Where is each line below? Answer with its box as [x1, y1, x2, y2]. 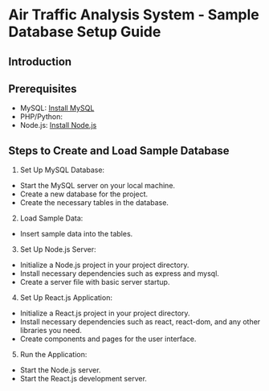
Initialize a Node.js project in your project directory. [19, 260, 190, 270]
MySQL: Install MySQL [19, 103, 95, 113]
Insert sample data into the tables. [19, 229, 133, 239]
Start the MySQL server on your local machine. [19, 181, 175, 191]
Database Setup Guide [8, 23, 161, 41]
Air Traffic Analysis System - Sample [8, 6, 259, 24]
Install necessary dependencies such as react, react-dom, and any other [19, 317, 261, 327]
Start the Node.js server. [19, 365, 101, 375]
